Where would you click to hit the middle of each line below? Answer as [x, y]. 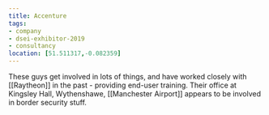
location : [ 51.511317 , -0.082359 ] [65, 53]
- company [25, 31]
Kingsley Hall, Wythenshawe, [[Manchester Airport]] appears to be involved [135, 94]
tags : [17, 23]
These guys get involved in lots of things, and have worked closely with [128, 77]
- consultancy [32, 46]
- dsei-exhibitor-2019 [47, 38]
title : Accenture [38, 16]
